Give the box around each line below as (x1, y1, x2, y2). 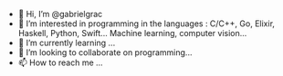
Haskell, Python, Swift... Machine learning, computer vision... (17, 28, 247, 38)
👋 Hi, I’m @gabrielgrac (17, 9, 103, 19)
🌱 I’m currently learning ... (17, 37, 116, 48)
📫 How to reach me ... (17, 57, 103, 68)
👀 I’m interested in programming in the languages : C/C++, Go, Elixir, (17, 18, 276, 29)
